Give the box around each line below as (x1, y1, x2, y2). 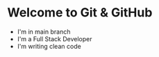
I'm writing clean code (17, 42, 81, 50)
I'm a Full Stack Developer (17, 34, 92, 43)
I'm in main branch (17, 27, 71, 36)
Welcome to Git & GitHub (7, 5, 153, 21)
